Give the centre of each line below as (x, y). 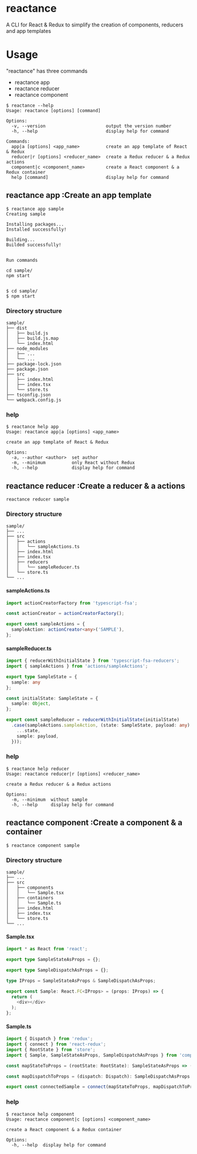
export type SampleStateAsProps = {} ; (53, 960)
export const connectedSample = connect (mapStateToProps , (78, 1087)
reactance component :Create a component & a (94, 823)
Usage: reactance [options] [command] (53, 110)
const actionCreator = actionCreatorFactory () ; (65, 614)
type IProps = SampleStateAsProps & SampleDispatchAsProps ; (81, 981)
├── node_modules (27, 348)
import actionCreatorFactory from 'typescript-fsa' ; (72, 603)
